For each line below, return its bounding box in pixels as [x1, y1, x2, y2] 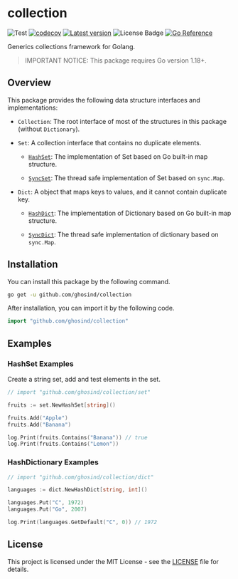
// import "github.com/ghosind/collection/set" [7, 389, 151, 396]
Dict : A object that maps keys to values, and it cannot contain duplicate [17, 187, 227, 196]
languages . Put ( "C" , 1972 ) [7, 499, 84, 506]
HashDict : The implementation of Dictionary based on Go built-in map [28, 209, 232, 217]
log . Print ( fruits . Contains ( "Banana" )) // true [7, 434, 148, 441]
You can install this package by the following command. [7, 277, 171, 286]
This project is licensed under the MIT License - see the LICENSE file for [7, 557, 219, 565]
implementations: [7, 103, 58, 112]
